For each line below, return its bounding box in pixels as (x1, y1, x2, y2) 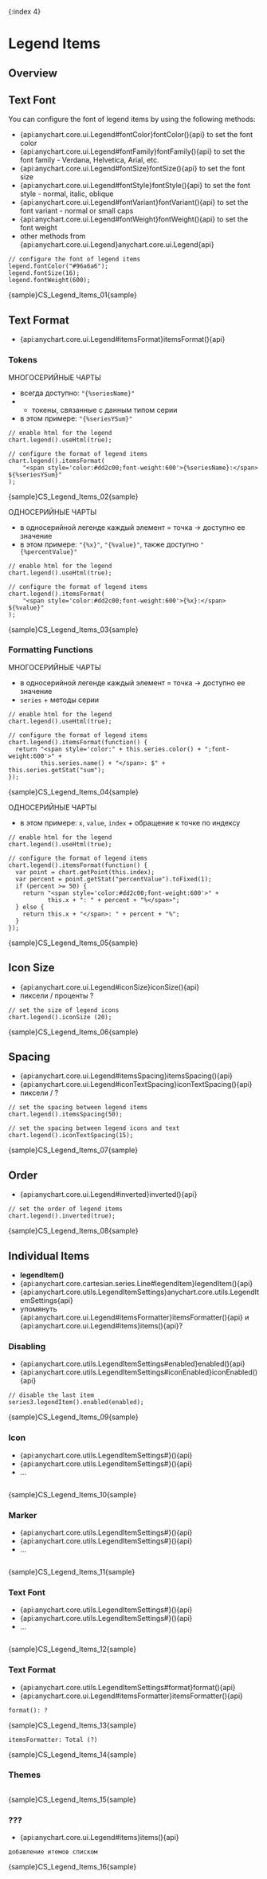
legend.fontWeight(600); (8, 277, 91, 284)
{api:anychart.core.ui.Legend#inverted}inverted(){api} (19, 1190, 198, 1199)
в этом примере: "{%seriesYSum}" (19, 414, 133, 423)
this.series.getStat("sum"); (8, 766, 105, 774)
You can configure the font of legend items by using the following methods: (8, 115, 256, 124)
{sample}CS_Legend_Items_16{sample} (8, 1862, 137, 1872)
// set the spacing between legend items (8, 1104, 148, 1112)
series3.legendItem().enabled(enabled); (8, 1398, 145, 1406)
